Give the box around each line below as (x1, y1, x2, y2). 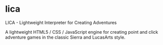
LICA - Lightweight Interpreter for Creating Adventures (5, 20, 117, 25)
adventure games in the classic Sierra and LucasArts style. (5, 34, 126, 40)
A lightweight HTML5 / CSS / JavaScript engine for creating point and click (5, 29, 159, 35)
